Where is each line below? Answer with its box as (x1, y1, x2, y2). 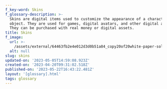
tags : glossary (5, 76, 37, 81)
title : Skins (5, 30, 32, 35)
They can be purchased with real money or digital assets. (9, 26, 135, 31)
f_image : (5, 35, 23, 40)
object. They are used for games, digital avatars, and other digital (9, 21, 159, 26)
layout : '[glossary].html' (5, 72, 61, 77)
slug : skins (5, 53, 30, 58)
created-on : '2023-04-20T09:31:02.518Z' (5, 62, 90, 67)
